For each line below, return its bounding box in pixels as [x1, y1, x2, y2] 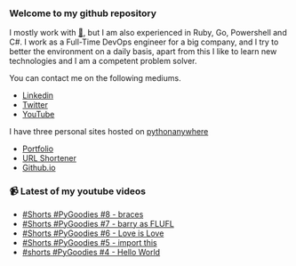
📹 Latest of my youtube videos [9, 185, 147, 197]
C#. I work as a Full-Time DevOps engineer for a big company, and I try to [9, 36, 279, 47]
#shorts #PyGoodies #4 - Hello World [21, 246, 161, 257]
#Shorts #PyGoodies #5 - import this [21, 237, 157, 247]
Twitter [21, 100, 49, 110]
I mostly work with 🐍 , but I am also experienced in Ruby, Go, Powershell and [9, 28, 287, 38]
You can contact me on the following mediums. [9, 73, 181, 84]
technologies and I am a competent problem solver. [9, 56, 197, 67]
